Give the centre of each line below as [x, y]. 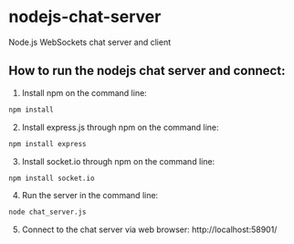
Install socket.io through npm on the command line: [118, 161]
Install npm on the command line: [84, 92]
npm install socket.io [52, 178]
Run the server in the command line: [90, 196]
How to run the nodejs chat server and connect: [147, 71]
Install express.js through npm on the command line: [121, 127]
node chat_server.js [48, 212]
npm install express [48, 143]
